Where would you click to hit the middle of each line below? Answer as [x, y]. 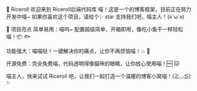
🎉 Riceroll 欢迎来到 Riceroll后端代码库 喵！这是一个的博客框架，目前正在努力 [99, 9]
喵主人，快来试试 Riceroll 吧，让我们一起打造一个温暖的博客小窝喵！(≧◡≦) [98, 76]
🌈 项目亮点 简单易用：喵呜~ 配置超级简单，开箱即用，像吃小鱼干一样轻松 [95, 29]
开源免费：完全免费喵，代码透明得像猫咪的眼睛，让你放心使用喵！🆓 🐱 [93, 64]
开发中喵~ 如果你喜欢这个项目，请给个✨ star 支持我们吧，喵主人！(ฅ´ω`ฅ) [95, 17]
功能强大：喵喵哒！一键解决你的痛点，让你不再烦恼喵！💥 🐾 [78, 51]
